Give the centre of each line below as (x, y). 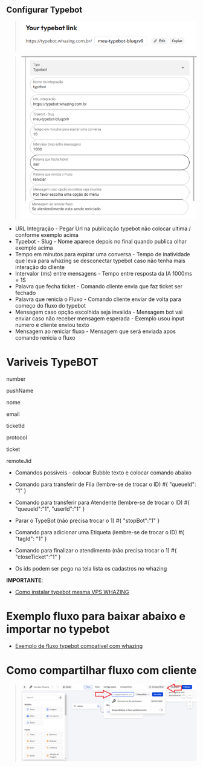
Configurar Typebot (44, 10)
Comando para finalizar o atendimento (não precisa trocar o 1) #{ (96, 550)
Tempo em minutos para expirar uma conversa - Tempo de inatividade (102, 254)
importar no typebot (58, 629)
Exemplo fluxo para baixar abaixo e (96, 616)
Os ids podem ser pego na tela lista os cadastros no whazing (91, 568)
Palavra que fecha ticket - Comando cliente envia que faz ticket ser (99, 286)
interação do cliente (40, 267)
